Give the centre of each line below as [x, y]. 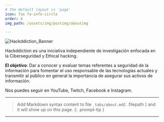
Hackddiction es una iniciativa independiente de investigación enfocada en [80, 51]
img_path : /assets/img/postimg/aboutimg [47, 23]
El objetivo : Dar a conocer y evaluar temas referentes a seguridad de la [77, 65]
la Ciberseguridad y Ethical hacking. [41, 56]
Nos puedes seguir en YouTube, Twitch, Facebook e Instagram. [69, 90]
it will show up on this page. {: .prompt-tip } [61, 110]
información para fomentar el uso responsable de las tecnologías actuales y [81, 71]
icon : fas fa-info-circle [31, 14]
